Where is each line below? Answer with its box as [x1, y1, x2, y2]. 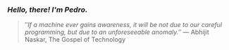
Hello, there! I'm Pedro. [7, 5, 88, 15]
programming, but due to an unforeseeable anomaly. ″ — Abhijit [24, 28, 209, 36]
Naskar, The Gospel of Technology [24, 35, 126, 44]
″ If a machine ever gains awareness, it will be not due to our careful [24, 21, 223, 29]
